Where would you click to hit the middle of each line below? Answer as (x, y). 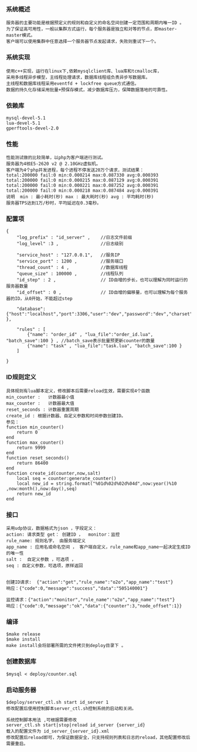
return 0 (27, 432)
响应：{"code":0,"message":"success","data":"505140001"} (77, 588)
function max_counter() (35, 443)
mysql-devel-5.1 (26, 118)
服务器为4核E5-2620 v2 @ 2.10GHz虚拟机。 (53, 164)
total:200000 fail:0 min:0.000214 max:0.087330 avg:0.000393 (82, 175)
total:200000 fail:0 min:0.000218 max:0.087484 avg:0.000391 (82, 191)
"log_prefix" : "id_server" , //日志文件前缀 (74, 238)
